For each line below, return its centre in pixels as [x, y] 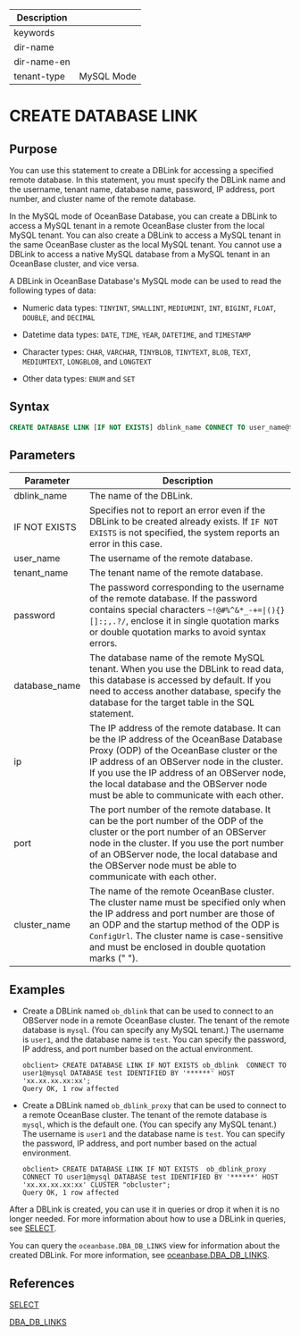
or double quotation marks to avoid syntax [177, 632]
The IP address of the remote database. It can [185, 727]
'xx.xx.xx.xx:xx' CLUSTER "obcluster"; [96, 1185]
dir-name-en [42, 62]
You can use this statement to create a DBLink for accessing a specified [142, 170]
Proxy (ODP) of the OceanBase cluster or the [183, 750]
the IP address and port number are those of [182, 913]
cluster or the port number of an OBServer [178, 832]
